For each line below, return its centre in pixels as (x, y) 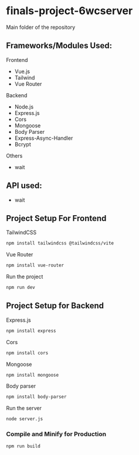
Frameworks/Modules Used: (59, 46)
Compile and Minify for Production (56, 434)
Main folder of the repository (41, 27)
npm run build (23, 446)
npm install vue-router (35, 266)
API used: (24, 186)
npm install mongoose (33, 375)
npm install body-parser (36, 397)
